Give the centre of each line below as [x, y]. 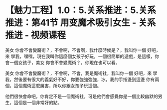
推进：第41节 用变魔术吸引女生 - [71, 23]
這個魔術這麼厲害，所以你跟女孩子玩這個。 [57, 85]
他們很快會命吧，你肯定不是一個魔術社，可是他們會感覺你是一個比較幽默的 [82, 96]
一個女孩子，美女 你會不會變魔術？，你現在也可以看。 [65, 62]
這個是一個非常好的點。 [38, 102]
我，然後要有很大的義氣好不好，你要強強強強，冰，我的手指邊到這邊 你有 [80, 79]
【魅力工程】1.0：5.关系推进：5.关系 [81, 10]
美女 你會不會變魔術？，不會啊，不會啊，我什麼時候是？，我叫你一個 [76, 50]
